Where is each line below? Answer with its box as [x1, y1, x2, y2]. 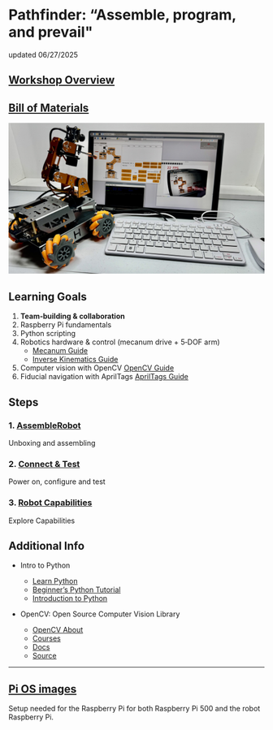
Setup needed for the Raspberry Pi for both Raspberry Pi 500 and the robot [8, 704, 261, 714]
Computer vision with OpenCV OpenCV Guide [19, 363, 175, 373]
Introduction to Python [32, 594, 108, 603]
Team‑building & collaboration [19, 311, 125, 322]
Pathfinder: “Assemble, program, [8, 6, 237, 24]
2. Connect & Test [8, 458, 80, 469]
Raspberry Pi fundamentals [19, 320, 112, 330]
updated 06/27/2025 [8, 50, 79, 59]
